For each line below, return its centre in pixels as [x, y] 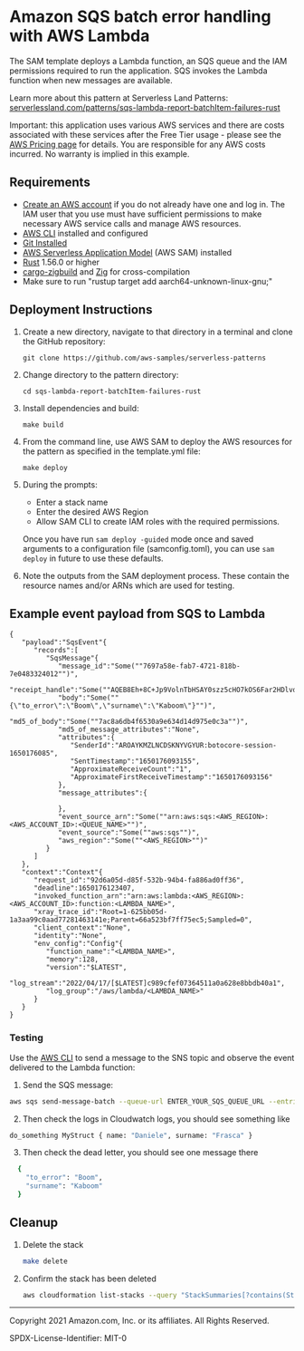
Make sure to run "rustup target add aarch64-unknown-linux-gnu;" [147, 281]
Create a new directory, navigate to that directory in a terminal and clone [157, 332]
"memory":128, [72, 960]
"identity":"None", [70, 936]
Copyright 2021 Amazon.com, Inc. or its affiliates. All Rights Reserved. [139, 1321]
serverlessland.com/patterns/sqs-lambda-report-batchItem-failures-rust [145, 107]
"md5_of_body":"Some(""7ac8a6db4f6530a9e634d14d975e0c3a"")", [129, 722]
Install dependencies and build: [81, 408]
